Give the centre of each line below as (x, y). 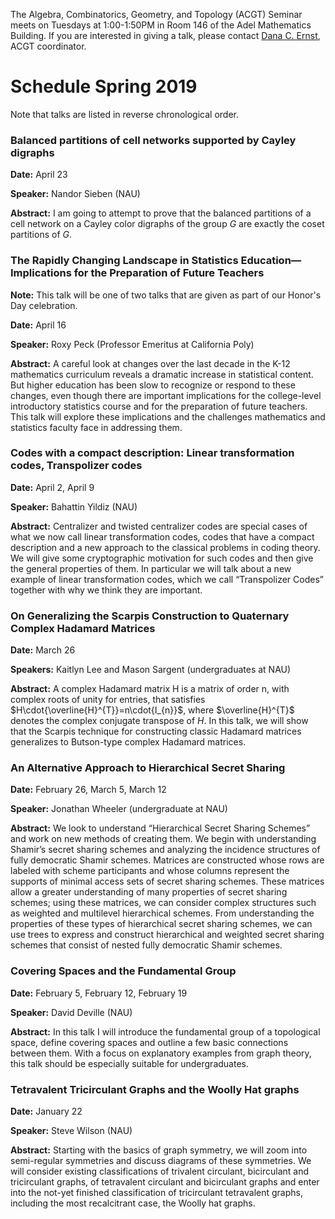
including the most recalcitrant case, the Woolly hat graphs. (133, 1203)
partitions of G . (41, 235)
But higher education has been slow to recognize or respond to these (153, 385)
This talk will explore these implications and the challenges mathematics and (168, 416)
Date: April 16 (38, 325)
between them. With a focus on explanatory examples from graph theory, (161, 1053)
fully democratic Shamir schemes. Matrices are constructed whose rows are (167, 860)
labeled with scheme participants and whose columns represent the (150, 871)
